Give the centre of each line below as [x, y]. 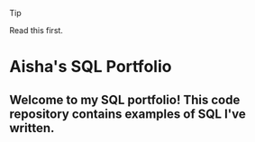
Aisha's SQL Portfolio [91, 67]
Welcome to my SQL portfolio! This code [125, 99]
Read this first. [36, 30]
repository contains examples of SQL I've [127, 114]
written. [32, 128]
